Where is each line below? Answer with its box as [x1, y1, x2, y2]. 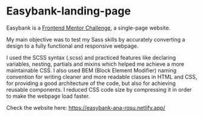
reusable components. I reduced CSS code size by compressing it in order [6, 86, 192, 93]
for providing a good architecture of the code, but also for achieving [6, 80, 176, 87]
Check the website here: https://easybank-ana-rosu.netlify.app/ [6, 104, 165, 111]
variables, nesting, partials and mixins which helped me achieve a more [6, 60, 185, 68]
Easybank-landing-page [6, 4, 131, 18]
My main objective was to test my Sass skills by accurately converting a [6, 36, 185, 43]
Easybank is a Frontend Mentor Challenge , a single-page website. [6, 24, 171, 31]
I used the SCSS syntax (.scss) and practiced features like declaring [6, 54, 176, 61]
